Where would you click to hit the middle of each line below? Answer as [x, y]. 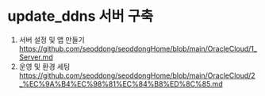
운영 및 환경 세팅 [44, 66]
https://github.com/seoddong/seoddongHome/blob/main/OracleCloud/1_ [138, 48]
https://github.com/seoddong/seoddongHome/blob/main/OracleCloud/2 [137, 75]
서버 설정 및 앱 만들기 [52, 40]
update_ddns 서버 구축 [81, 16]
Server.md [36, 57]
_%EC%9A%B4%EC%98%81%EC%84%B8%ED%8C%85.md [121, 83]
